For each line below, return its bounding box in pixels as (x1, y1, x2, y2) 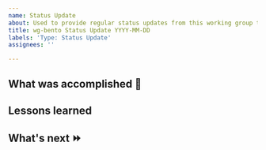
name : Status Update (8, 11, 77, 20)
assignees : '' (8, 41, 55, 49)
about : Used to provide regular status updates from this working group (8, 19, 253, 27)
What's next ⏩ (8, 132, 82, 145)
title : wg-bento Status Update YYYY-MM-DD (8, 26, 150, 34)
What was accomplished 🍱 (8, 77, 142, 91)
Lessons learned (8, 103, 93, 117)
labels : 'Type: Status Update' (8, 33, 112, 42)
